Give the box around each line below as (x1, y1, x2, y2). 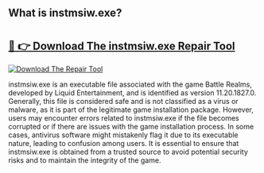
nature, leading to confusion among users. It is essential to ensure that (8, 139, 239, 148)
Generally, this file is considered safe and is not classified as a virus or (8, 97, 239, 106)
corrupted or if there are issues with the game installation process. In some (8, 122, 254, 131)
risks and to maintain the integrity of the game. (8, 156, 161, 165)
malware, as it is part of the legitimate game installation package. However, (8, 105, 254, 114)
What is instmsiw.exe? (8, 6, 122, 20)
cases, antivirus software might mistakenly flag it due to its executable (8, 130, 239, 140)
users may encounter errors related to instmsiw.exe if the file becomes (8, 113, 240, 122)
